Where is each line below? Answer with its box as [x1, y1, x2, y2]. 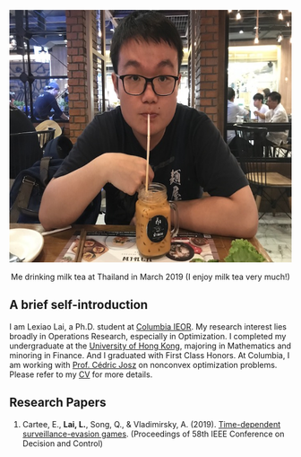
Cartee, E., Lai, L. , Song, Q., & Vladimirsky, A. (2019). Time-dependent [21, 418, 281, 429]
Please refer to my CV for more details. [9, 369, 153, 380]
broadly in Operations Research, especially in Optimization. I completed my [9, 330, 287, 341]
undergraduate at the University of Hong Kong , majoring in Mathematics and [9, 340, 292, 351]
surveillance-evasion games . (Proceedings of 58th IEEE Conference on [21, 428, 285, 439]
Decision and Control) [21, 437, 103, 449]
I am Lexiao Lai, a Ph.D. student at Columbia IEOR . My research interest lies [9, 321, 287, 332]
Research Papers [9, 395, 107, 410]
